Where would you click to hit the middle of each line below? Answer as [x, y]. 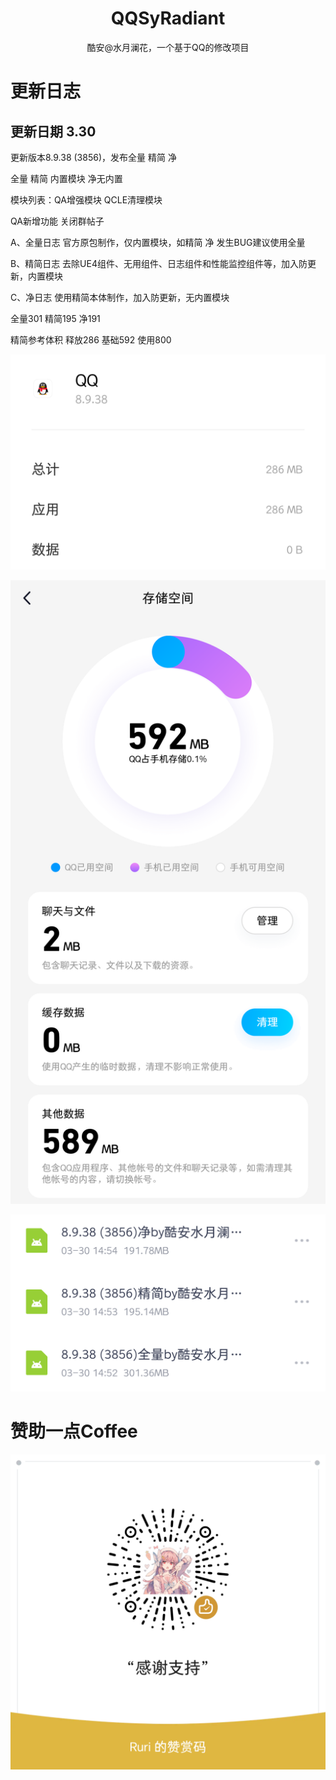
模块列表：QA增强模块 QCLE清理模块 [86, 199]
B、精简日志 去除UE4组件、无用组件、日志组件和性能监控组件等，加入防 [159, 263]
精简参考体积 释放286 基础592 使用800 [91, 339]
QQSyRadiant [168, 18]
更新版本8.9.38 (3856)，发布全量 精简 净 [93, 157]
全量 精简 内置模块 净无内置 [66, 178]
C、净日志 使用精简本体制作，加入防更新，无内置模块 [120, 297]
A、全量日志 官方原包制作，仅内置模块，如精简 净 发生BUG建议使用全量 [158, 242]
